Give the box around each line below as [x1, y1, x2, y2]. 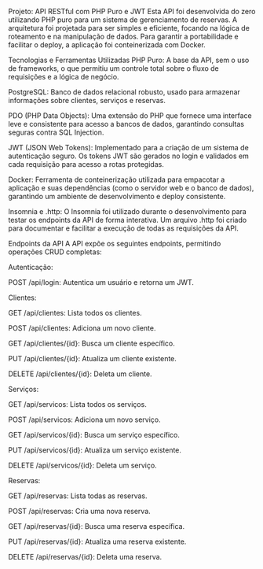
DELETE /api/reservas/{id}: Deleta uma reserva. [8, 552, 163, 561]
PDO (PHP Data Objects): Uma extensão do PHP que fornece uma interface [8, 111, 253, 120]
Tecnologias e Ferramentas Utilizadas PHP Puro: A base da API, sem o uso [8, 55, 250, 65]
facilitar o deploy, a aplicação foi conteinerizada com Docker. [8, 40, 206, 50]
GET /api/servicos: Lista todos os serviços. [8, 400, 147, 408]
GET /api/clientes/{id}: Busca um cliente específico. [8, 338, 175, 348]
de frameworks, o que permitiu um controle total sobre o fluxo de [8, 64, 220, 73]
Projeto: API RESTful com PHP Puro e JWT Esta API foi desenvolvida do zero [8, 7, 256, 16]
